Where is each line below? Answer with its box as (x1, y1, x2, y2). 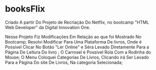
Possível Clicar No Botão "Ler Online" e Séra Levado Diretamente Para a (5, 44, 149, 50)
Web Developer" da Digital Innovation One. (5, 24, 91, 30)
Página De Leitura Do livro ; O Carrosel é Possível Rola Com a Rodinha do (5, 49, 151, 55)
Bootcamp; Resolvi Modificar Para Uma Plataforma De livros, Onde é (5, 39, 142, 44)
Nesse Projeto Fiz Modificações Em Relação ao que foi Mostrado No (5, 34, 141, 40)
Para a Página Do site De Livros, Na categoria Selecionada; (5, 59, 123, 65)
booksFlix (5, 3, 45, 14)
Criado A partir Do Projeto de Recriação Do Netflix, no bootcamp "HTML (5, 19, 149, 25)
